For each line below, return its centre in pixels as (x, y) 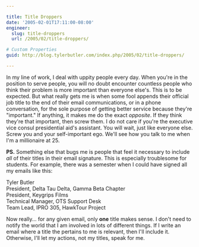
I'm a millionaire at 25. (33, 140)
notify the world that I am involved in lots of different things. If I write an (94, 225)
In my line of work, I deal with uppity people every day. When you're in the (97, 77)
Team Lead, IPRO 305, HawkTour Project (56, 207)
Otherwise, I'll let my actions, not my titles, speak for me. (76, 237)
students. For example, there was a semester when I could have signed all (97, 164)
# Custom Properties (32, 50)
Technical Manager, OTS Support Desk (54, 201)
